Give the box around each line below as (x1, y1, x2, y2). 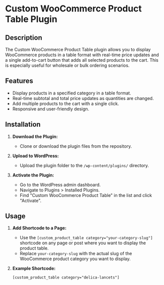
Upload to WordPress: (12, 153, 59, 159)
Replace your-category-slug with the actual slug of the (19, 251, 132, 257)
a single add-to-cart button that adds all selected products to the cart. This (5, 57, 159, 63)
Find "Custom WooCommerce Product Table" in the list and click (19, 192, 153, 198)
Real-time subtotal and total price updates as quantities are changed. (12, 95, 154, 101)
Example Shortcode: (12, 266, 56, 272)
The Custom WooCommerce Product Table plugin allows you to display (5, 47, 151, 52)
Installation (5, 120, 41, 129)
